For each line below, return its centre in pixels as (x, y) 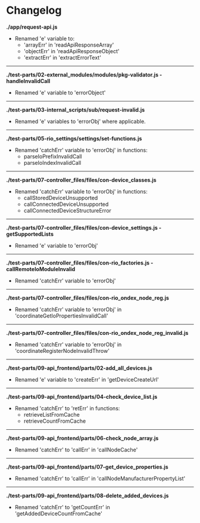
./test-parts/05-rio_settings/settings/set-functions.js (74, 139)
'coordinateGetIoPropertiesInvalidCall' (61, 316)
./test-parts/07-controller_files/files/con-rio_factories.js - (80, 263)
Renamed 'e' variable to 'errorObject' (60, 93)
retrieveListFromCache (52, 414)
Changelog (34, 10)
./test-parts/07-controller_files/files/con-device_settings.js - (84, 227)
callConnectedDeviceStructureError (68, 210)
